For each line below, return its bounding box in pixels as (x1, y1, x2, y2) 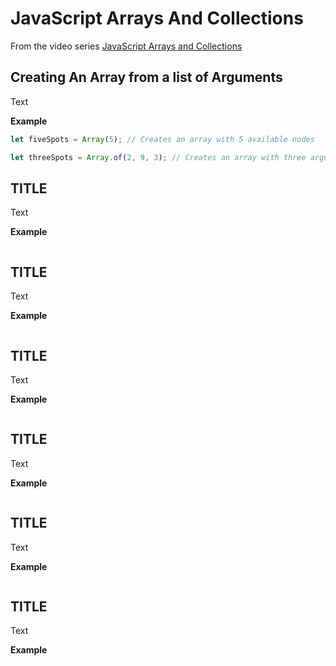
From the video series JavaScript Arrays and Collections (10, 40, 243, 52)
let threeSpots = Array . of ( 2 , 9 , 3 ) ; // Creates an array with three (10, 152, 307, 162)
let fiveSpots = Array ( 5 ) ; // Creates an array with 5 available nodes (10, 134, 315, 144)
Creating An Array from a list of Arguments (10, 69, 283, 86)
